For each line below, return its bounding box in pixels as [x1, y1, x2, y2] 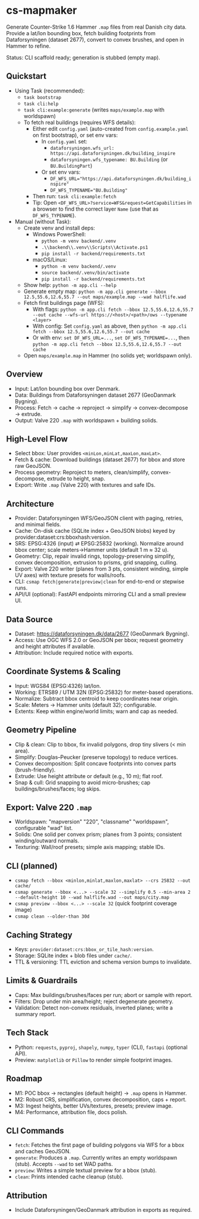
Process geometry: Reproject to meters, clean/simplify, [14, 469, 150, 476]
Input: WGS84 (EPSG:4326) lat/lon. [14, 682, 101, 689]
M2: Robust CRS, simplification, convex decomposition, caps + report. [14, 1095, 187, 1103]
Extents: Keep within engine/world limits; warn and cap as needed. [14, 708, 178, 715]
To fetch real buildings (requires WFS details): [23, 119, 136, 126]
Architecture [6, 499, 55, 509]
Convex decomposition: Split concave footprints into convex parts [14, 760, 176, 767]
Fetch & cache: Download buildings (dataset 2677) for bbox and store [14, 456, 185, 463]
